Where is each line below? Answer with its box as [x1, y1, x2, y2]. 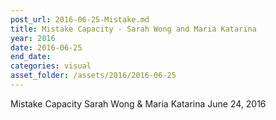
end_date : [10, 52, 52, 62]
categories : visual [10, 61, 92, 71]
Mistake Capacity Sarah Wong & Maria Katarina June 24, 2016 [10, 97, 267, 110]
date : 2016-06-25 [10, 42, 83, 53]
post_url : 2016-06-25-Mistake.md [10, 14, 150, 25]
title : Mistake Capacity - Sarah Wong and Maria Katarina [10, 24, 257, 34]
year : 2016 [10, 33, 56, 43]
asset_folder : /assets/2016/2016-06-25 [10, 71, 177, 81]
